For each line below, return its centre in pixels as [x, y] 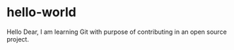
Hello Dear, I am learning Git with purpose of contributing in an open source [117, 32]
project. [18, 39]
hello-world [42, 12]
